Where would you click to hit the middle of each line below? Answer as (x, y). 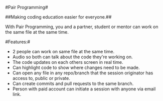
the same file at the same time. (37, 32)
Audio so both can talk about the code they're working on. (72, 57)
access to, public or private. (41, 78)
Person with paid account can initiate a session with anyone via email (84, 89)
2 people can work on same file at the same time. (63, 52)
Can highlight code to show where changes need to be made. (76, 68)
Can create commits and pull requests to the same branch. (73, 83)
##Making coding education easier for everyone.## (58, 17)
